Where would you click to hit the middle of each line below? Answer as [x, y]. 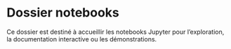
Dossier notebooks [63, 13]
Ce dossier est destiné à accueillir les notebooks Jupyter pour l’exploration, [115, 32]
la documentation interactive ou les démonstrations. [82, 39]
